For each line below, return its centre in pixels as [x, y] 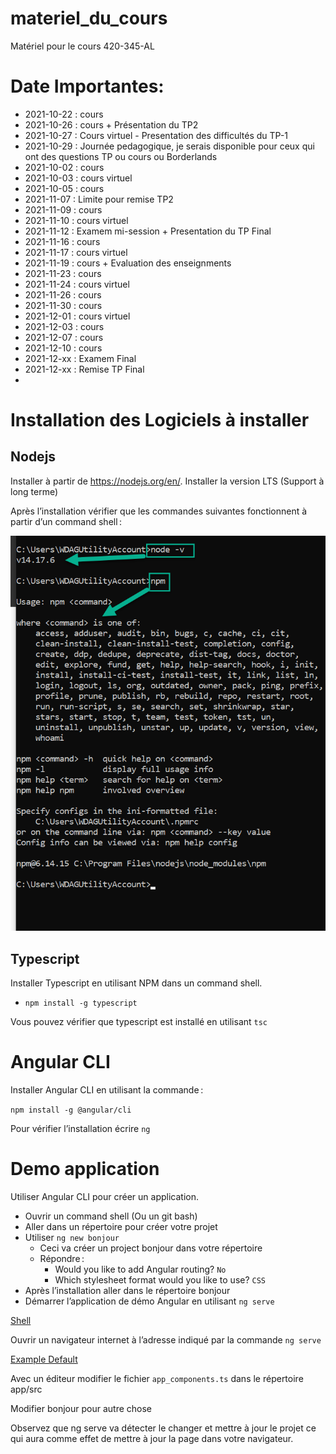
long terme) [34, 491]
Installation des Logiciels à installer [160, 420]
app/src [26, 1389]
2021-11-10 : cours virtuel [76, 220]
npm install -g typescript [81, 1003]
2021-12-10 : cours [63, 348]
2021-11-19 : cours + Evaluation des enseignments [128, 263]
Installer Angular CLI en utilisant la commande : [107, 1090]
